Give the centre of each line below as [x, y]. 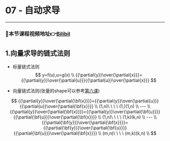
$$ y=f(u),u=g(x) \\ [55, 75]
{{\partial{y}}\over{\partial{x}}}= [109, 75]
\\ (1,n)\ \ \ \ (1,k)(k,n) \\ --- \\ [127, 117]
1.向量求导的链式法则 [38, 54]
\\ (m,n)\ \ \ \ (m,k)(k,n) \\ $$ [127, 133]
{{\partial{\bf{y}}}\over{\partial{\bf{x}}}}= [85, 122]
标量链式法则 [26, 66]
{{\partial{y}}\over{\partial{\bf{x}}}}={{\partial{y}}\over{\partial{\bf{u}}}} [85, 112]
